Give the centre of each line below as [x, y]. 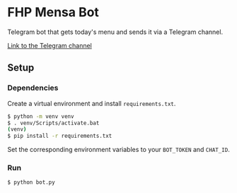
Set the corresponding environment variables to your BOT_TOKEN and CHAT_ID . [118, 150]
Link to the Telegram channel [50, 45]
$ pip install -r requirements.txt [60, 136]
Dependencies [33, 88]
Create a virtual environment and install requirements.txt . [92, 103]
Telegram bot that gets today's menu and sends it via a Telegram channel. [115, 32]
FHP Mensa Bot [53, 12]
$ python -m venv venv [41, 116]
